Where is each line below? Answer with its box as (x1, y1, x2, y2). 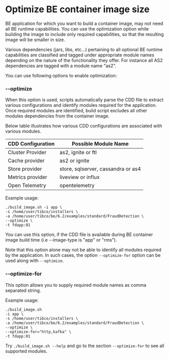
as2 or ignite (59, 157, 90, 164)
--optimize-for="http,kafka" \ (5, 329, 72, 334)
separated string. (5, 287, 42, 293)
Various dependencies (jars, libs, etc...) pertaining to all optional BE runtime (5, 46, 163, 52)
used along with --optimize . (5, 258, 64, 264)
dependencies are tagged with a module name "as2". (5, 63, 117, 69)
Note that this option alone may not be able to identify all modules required (5, 247, 161, 253)
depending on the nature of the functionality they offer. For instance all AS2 (5, 57, 163, 63)
